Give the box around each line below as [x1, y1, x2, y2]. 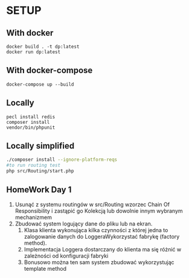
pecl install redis [6, 114, 56, 120]
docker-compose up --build [6, 81, 74, 88]
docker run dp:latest [6, 49, 61, 55]
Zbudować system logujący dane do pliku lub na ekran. [14, 220, 153, 227]
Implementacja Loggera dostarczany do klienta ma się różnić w [24, 245, 182, 253]
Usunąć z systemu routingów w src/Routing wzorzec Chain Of [14, 201, 170, 208]
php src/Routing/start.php [6, 168, 74, 174]
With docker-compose [6, 65, 93, 76]
